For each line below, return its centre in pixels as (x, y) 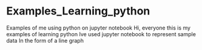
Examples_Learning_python (78, 11)
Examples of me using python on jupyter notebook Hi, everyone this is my (99, 28)
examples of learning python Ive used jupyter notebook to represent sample (101, 34)
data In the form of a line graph (45, 40)
